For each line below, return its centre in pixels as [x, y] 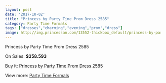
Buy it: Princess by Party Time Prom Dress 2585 [54, 66]
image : [12, 33]
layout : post [19, 10]
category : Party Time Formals [36, 23]
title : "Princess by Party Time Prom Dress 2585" [57, 19]
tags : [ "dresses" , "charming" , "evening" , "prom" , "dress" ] [64, 28]
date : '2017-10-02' [25, 14]
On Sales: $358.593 [26, 56]
